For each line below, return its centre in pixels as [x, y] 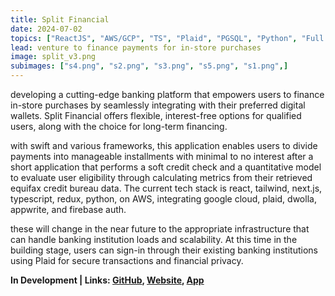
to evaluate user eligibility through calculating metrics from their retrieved [161, 177]
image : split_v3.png [53, 57]
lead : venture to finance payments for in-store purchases [136, 47]
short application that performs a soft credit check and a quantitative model [166, 167]
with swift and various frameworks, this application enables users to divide [164, 145]
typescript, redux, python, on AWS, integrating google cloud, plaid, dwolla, [163, 199]
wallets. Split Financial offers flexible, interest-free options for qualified [156, 115]
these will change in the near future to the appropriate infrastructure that [160, 229]
